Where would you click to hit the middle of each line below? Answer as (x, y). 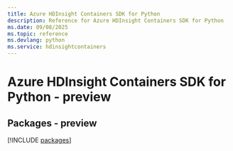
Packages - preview (52, 123)
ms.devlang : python (36, 40)
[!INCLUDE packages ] (39, 140)
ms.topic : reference (38, 34)
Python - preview (59, 97)
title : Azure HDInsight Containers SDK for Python (84, 14)
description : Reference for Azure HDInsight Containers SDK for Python (115, 21)
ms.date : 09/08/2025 (38, 27)
